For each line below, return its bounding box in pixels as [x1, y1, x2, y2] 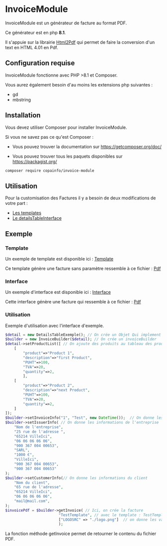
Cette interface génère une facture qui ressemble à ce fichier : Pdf [5, 299, 141, 305]
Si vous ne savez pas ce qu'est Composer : [5, 134, 94, 140]
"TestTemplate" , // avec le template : [58, 512, 141, 518]
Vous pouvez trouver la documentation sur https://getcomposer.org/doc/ [12, 143, 162, 150]
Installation [5, 111, 41, 120]
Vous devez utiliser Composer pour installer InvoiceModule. [5, 124, 128, 130]
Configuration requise [5, 59, 75, 68]
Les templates [12, 210, 41, 216]
